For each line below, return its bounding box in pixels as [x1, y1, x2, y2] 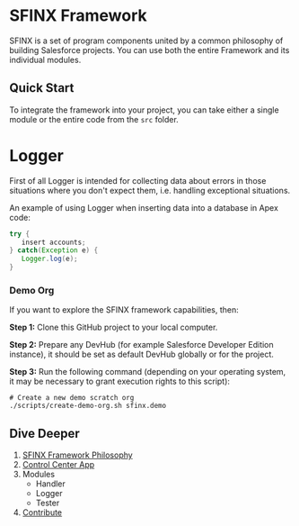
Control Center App [22, 459, 95, 470]
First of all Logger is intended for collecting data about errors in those [9, 175, 267, 186]
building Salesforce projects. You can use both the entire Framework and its [9, 44, 290, 55]
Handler [35, 478, 66, 489]
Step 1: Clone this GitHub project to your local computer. [9, 322, 218, 333]
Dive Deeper [9, 425, 81, 441]
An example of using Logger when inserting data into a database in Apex [9, 202, 278, 213]
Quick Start [9, 80, 75, 95]
